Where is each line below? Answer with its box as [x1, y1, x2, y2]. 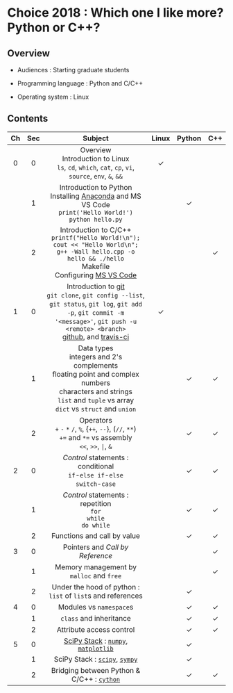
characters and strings [58, 386, 133, 396]
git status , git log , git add [49, 299, 142, 309]
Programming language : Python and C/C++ [17, 79, 144, 88]
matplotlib [78, 644, 114, 653]
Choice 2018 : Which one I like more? [7, 5, 224, 21]
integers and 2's [69, 352, 123, 361]
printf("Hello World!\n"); [51, 234, 141, 241]
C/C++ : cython [71, 674, 121, 684]
